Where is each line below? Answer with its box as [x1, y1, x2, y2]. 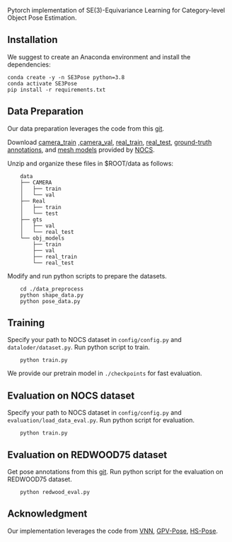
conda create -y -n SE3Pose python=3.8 [7, 73, 125, 81]
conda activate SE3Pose [7, 80, 78, 87]
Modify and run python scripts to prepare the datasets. [7, 271, 168, 280]
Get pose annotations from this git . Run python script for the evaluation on [7, 468, 224, 476]
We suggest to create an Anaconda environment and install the [7, 52, 191, 61]
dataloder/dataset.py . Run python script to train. [7, 343, 150, 352]
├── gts [20, 216, 42, 223]
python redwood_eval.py [20, 489, 91, 496]
